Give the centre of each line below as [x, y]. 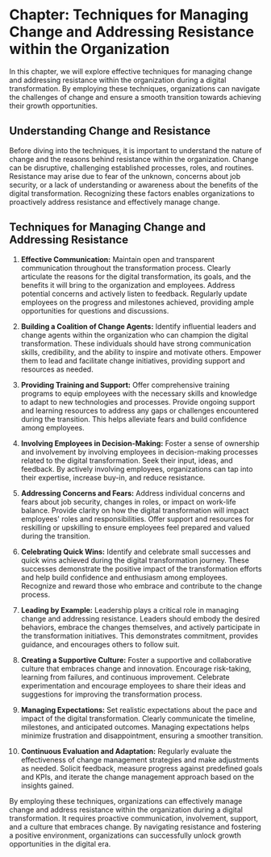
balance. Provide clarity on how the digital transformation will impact [135, 510]
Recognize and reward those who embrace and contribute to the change [142, 585]
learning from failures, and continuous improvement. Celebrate [125, 677]
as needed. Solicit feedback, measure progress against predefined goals [142, 768]
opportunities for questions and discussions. [95, 310]
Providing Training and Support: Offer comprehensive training [125, 385]
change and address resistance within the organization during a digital [126, 809]
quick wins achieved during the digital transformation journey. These [135, 560]
